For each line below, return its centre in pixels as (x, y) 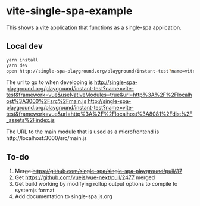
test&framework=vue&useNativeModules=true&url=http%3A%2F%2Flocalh (99, 95)
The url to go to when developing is (50, 82)
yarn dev (17, 65)
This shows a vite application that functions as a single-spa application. (94, 27)
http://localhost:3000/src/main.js (47, 138)
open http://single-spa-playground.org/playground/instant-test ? (89, 71)
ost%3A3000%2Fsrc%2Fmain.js (46, 101)
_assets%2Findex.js (31, 120)
